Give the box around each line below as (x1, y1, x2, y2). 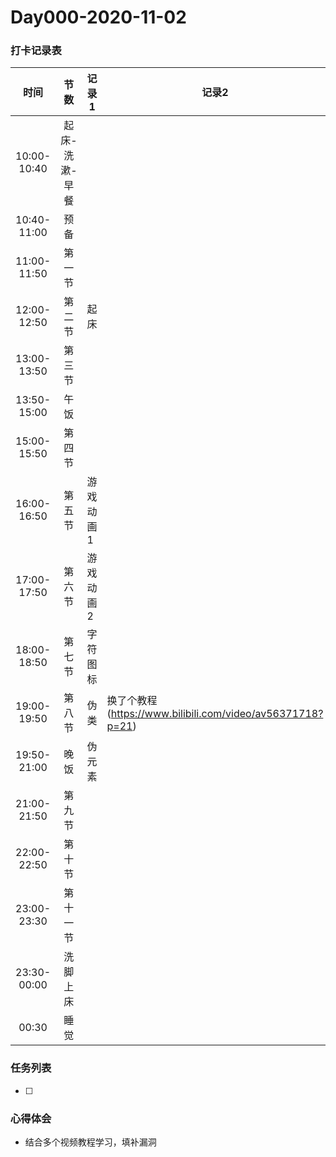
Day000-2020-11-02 (10, 6, 187, 29)
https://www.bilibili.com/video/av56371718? (110, 707, 324, 721)
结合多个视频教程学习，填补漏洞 (24, 1136, 157, 1148)
